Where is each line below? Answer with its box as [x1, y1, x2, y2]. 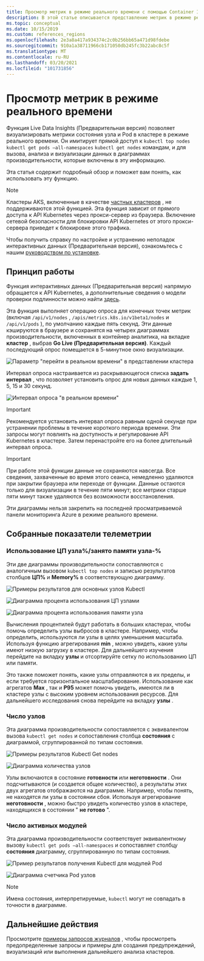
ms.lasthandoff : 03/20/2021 [6, 59, 78, 66]
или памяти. [6, 659, 38, 667]
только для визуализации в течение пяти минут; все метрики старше [6, 486, 186, 494]
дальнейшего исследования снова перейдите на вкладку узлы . [6, 696, 174, 704]
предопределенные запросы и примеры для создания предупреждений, [6, 942, 196, 949]
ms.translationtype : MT [6, 49, 67, 55]
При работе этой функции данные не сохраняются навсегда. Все [6, 467, 176, 474]
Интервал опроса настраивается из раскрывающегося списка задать [6, 370, 189, 377]
